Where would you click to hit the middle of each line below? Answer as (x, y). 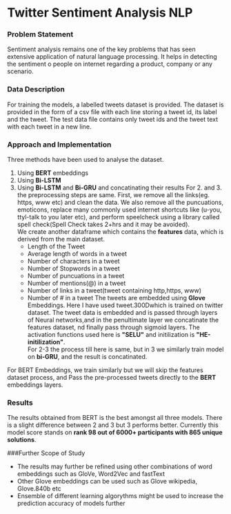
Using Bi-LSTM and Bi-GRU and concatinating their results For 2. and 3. (119, 187)
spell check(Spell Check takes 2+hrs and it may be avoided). (103, 224)
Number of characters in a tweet (73, 261)
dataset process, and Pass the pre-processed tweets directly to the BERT (112, 378)
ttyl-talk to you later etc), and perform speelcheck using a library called (118, 217)
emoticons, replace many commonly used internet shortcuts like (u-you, (119, 210)
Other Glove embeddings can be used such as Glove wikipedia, (107, 481)
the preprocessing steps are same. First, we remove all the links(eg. (113, 195)
